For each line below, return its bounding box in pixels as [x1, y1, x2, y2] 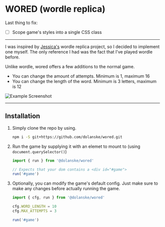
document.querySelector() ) [12, 148, 67, 154]
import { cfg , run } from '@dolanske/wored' [12, 195, 105, 200]
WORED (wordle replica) [5, 3, 106, 15]
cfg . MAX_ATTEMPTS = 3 [12, 209, 57, 214]
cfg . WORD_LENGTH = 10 [12, 204, 57, 209]
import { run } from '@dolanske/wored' [12, 158, 94, 163]
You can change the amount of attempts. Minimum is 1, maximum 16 [12, 73, 150, 79]
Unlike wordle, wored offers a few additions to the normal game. [5, 64, 135, 69]
